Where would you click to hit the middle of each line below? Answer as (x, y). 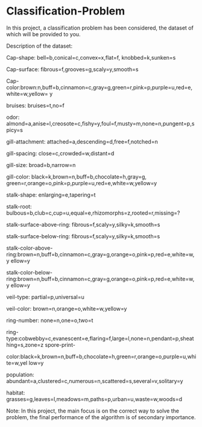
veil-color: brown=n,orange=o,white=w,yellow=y (67, 308)
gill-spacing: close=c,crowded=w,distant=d (60, 153)
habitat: (16, 393)
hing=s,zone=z (25, 344)
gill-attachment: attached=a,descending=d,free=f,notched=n (82, 141)
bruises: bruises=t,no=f (35, 105)
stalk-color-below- (30, 272)
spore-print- (60, 344)
